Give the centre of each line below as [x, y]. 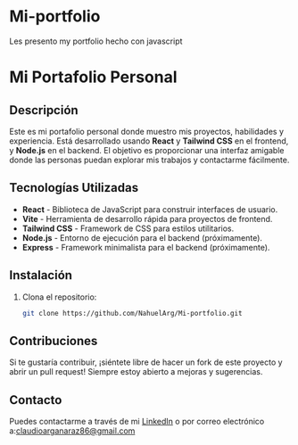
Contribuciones [54, 341]
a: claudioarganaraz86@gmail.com [72, 431]
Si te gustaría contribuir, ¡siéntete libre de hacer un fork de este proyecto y [146, 362]
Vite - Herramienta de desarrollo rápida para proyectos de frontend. [147, 218]
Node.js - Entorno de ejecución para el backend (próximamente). [142, 237]
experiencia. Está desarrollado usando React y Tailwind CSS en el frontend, [149, 141]
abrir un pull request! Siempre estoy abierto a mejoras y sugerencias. [136, 372]
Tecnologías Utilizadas [74, 188]
